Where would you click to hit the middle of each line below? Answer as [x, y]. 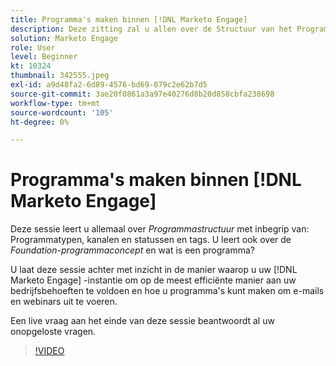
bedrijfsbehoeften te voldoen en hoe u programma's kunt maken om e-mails [167, 291]
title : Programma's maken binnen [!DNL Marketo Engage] [129, 19]
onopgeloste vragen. [53, 332]
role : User [33, 47]
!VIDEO [49, 351]
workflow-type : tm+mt [55, 103]
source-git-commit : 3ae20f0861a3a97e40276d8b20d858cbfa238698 [142, 94]
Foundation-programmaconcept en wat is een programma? [132, 250]
